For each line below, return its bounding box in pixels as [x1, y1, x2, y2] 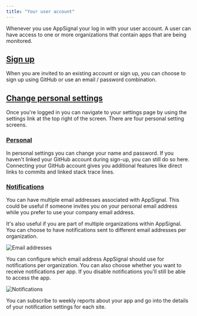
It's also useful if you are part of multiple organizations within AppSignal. [6, 220, 182, 227]
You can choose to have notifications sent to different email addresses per [6, 226, 186, 233]
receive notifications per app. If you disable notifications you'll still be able [6, 268, 186, 275]
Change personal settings [6, 93, 103, 103]
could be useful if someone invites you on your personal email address [6, 202, 178, 209]
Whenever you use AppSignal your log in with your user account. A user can [6, 25, 191, 32]
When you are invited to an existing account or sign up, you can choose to [6, 70, 186, 77]
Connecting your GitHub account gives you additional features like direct [6, 162, 182, 169]
